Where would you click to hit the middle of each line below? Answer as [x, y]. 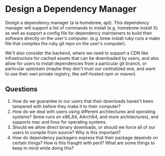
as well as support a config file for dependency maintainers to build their [79, 33]
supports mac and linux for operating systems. [60, 122]
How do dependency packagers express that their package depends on [85, 137]
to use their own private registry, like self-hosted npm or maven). [71, 74]
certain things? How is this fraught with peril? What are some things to [83, 143]
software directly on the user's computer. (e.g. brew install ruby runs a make [82, 38]
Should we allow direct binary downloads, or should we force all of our [84, 127]
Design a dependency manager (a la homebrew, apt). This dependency [77, 23]
